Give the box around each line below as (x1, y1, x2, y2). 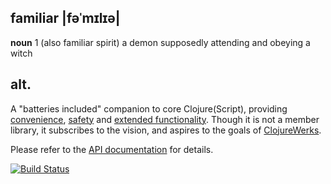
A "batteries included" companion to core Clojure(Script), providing (10, 102, 288, 115)
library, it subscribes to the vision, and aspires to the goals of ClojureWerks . (10, 124, 322, 136)
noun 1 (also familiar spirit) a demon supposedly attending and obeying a (10, 36, 311, 48)
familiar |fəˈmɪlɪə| (10, 10, 121, 27)
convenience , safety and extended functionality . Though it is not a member (10, 113, 320, 125)
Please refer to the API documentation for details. (10, 143, 214, 155)
